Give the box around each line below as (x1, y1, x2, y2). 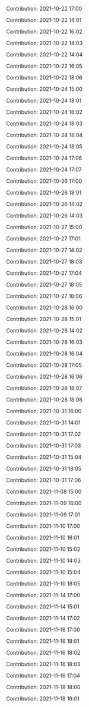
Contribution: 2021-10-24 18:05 (6, 143, 83, 150)
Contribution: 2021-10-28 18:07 (6, 385, 82, 391)
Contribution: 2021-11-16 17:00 (6, 626, 80, 633)
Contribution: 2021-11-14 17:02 (6, 614, 80, 622)
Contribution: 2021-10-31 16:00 (6, 408, 82, 414)
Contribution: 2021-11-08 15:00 (6, 488, 82, 495)
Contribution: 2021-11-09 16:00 (6, 500, 82, 506)
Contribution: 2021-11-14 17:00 (6, 592, 81, 598)
